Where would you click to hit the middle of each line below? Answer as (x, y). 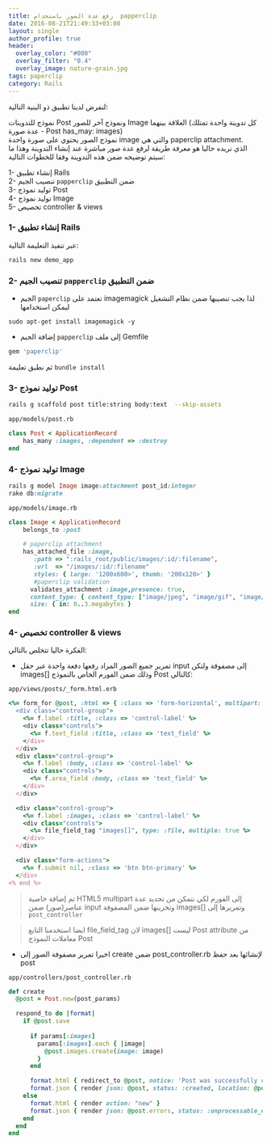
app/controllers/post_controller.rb (70, 977)
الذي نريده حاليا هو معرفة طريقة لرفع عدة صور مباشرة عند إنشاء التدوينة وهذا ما (128, 148)
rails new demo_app (41, 260)
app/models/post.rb (41, 420)
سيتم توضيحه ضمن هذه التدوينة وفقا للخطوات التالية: (87, 156)
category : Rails (35, 83)
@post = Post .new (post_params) (68, 999)
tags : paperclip (35, 76)
